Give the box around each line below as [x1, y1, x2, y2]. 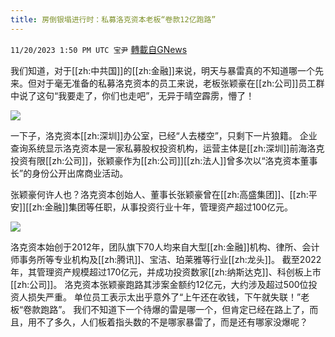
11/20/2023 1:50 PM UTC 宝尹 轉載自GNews [10, 43, 188, 55]
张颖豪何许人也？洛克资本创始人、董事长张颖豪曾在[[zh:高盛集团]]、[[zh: [10, 188, 309, 200]
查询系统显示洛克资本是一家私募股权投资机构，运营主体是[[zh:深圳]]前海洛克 [10, 142, 325, 154]
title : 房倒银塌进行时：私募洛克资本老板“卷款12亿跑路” [10, 14, 217, 25]
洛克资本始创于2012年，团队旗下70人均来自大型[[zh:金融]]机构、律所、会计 [10, 241, 320, 253]
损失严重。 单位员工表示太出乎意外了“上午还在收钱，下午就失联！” [27, 291, 302, 303]
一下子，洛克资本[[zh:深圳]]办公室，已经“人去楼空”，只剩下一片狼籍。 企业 [10, 129, 318, 141]
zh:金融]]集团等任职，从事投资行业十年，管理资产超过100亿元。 [31, 201, 294, 213]
